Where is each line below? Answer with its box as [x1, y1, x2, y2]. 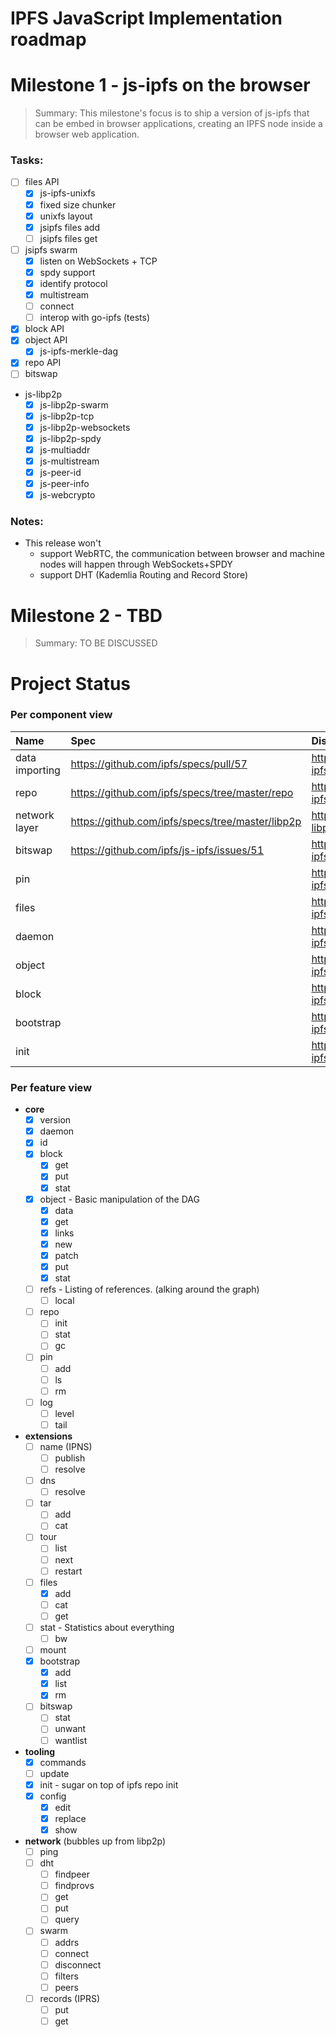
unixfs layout [39, 210, 93, 222]
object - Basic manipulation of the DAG [39, 1193, 200, 1205]
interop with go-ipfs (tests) [39, 312, 151, 324]
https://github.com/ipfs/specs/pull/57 [70, 757, 248, 771]
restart [54, 1565, 83, 1577]
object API [24, 334, 68, 346]
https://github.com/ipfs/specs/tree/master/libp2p [70, 814, 302, 828]
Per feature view [10, 1080, 93, 1094]
